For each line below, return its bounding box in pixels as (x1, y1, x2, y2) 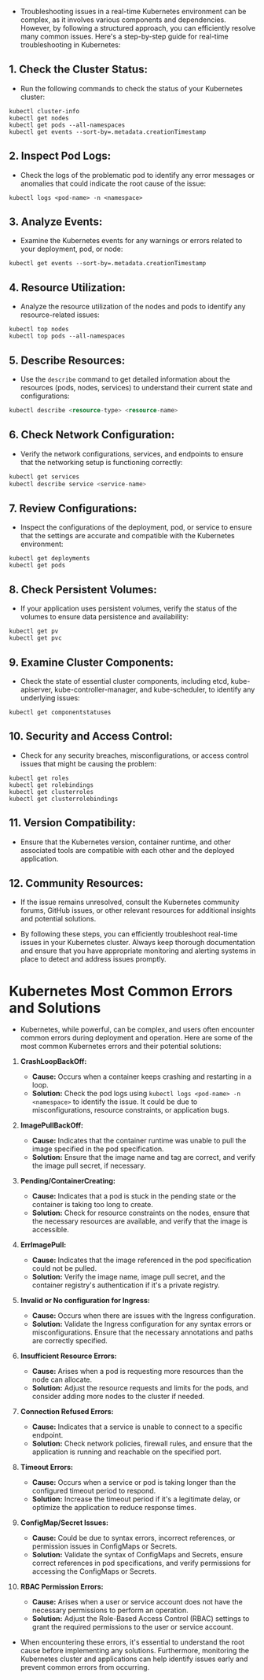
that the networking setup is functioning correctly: (20, 457, 183, 467)
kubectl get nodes (9, 114, 69, 122)
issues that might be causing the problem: (20, 759, 156, 768)
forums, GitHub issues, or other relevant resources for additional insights (20, 906, 256, 915)
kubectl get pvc (9, 634, 62, 642)
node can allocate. (31, 1375, 93, 1384)
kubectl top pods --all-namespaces (9, 332, 126, 341)
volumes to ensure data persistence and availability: (20, 612, 189, 622)
